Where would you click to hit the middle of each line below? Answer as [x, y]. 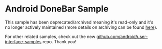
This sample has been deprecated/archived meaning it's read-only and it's [79, 22]
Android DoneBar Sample [57, 9]
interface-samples [23, 41]
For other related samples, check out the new [50, 37]
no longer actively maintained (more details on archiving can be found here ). [81, 27]
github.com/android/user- [122, 37]
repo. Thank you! [59, 41]
